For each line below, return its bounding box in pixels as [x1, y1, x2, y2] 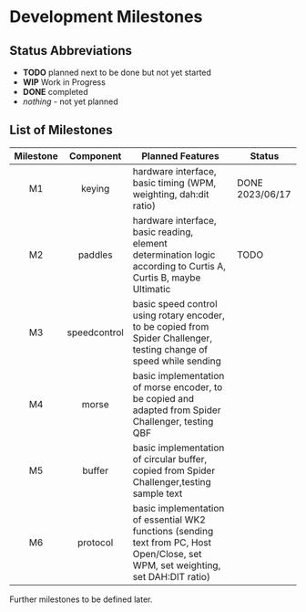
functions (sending [132, 524, 214, 537]
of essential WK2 [132, 513, 207, 526]
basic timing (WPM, [132, 176, 217, 189]
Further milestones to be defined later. [9, 594, 153, 605]
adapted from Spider [132, 404, 221, 417]
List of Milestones [9, 122, 114, 138]
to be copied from [132, 320, 209, 332]
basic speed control [132, 297, 218, 310]
